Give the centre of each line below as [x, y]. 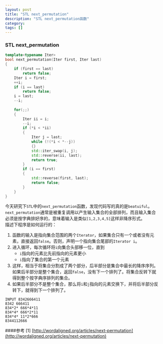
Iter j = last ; [47, 137]
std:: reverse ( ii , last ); [57, 155]
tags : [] [14, 28]
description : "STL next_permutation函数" [47, 19]
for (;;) [22, 110]
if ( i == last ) [29, 87]
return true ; [44, 160]
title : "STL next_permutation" [37, 14]
